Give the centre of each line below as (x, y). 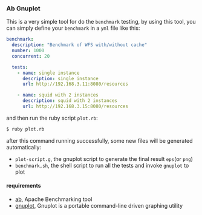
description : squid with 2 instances (70, 101)
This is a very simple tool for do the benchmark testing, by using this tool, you (101, 22)
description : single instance (60, 78)
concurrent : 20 (31, 56)
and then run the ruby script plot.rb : (52, 118)
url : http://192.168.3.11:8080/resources (75, 84)
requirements (24, 186)
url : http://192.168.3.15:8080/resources (75, 107)
